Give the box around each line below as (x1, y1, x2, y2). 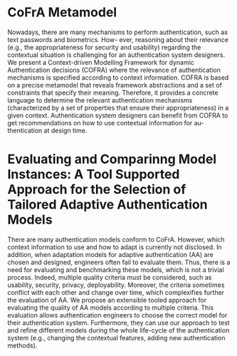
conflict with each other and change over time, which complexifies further (7, 288, 225, 296)
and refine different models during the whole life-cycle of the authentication (7, 325, 230, 335)
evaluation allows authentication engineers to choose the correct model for (7, 310, 228, 319)
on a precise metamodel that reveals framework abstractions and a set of (7, 80, 223, 89)
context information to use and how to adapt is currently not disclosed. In (7, 243, 222, 251)
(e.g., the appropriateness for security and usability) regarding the (7, 43, 201, 51)
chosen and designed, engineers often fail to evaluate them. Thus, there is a (7, 258, 231, 266)
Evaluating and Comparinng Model (7, 151, 217, 167)
